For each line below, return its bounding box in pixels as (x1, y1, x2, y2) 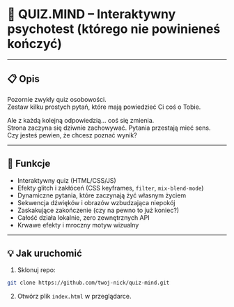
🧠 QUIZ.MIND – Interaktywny (7, 6, 176, 22)
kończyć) (7, 36, 63, 52)
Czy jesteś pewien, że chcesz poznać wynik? (7, 130, 137, 139)
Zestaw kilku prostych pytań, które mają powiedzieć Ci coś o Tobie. (7, 103, 201, 111)
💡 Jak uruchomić (7, 247, 82, 259)
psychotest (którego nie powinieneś (7, 21, 221, 37)
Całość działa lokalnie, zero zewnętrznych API (17, 213, 150, 222)
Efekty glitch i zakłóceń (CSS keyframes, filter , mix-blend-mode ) (17, 184, 204, 192)
